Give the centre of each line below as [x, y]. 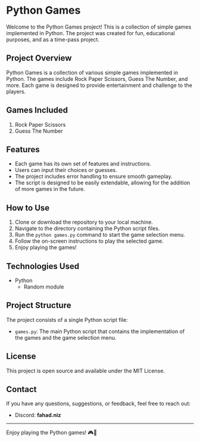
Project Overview [39, 58]
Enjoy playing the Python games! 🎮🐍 [51, 432]
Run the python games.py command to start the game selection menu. [100, 235]
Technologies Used [43, 266]
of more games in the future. [50, 189]
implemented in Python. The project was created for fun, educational [91, 33]
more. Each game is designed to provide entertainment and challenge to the [99, 85]
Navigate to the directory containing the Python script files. [87, 228]
